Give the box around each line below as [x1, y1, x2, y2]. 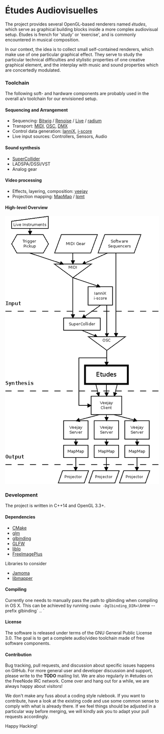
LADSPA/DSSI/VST [12, 161, 50, 167]
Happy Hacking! [5, 723, 38, 729]
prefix [5, 607, 17, 613]
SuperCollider [12, 156, 40, 161]
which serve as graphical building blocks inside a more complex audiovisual [5, 26, 158, 32]
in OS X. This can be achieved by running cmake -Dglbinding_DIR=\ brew [5, 603, 150, 608]
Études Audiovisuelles [5, 5, 98, 16]
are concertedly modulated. [5, 67, 61, 73]
